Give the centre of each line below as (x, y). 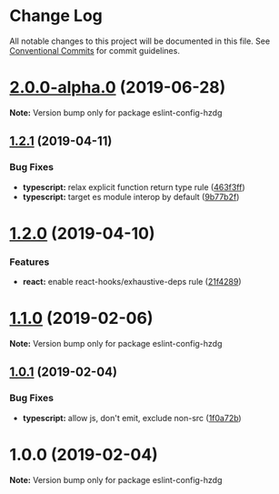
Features (30, 262)
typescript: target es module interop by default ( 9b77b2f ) (131, 197)
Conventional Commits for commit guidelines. (95, 50)
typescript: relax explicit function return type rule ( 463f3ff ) (134, 187)
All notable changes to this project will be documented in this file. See (140, 41)
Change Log (56, 16)
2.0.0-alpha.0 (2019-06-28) (118, 88)
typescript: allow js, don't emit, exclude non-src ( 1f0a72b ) (132, 418)
